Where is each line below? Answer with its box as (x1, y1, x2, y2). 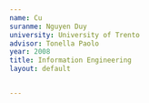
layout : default (9, 65, 71, 74)
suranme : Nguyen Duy (9, 22, 88, 31)
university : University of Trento (9, 30, 141, 39)
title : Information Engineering (9, 56, 132, 65)
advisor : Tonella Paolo (9, 38, 100, 48)
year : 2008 (9, 47, 51, 57)
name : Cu (9, 13, 43, 23)
